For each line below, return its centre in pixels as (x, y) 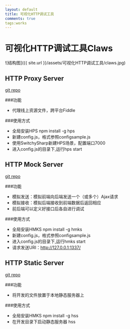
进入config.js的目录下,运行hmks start (49, 241)
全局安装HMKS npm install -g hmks (47, 229)
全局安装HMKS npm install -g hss (45, 315)
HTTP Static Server (35, 263)
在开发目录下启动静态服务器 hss (44, 321)
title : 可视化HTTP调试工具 (29, 14)
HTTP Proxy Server (35, 78)
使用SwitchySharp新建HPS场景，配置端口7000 (58, 143)
